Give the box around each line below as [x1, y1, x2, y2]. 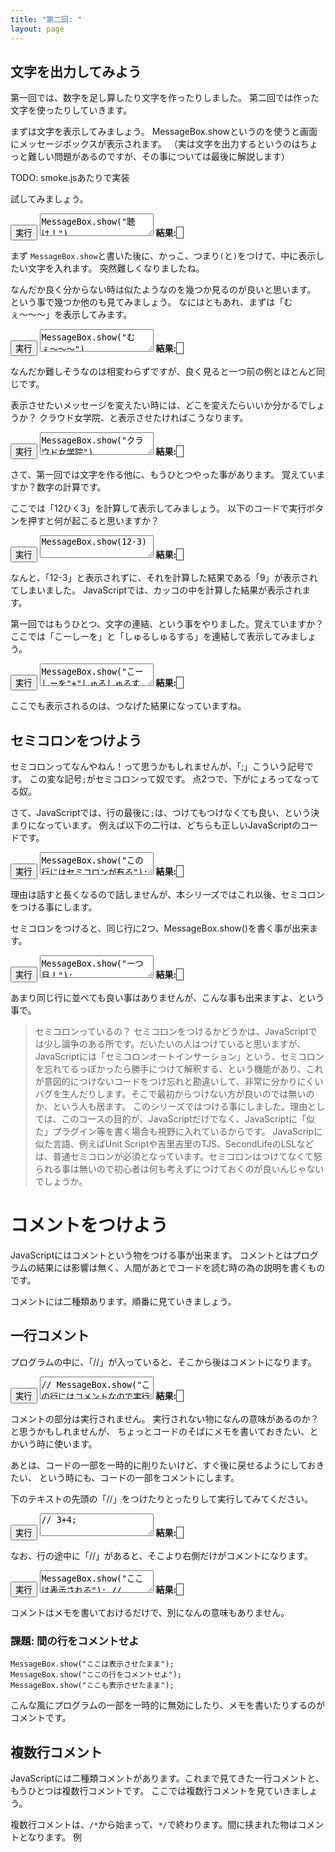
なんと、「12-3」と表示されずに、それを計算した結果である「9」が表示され [10, 572, 318, 584]
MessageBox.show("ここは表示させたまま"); [10, 1659, 175, 1670]
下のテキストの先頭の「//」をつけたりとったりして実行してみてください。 [10, 1492, 313, 1505]
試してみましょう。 [10, 193, 89, 205]
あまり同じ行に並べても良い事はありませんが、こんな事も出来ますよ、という [10, 992, 325, 1004]
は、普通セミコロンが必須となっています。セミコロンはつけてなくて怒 [34, 1151, 323, 1163]
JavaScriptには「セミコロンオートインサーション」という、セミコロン [34, 1051, 325, 1063]
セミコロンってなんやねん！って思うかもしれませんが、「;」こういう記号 [10, 761, 306, 773]
